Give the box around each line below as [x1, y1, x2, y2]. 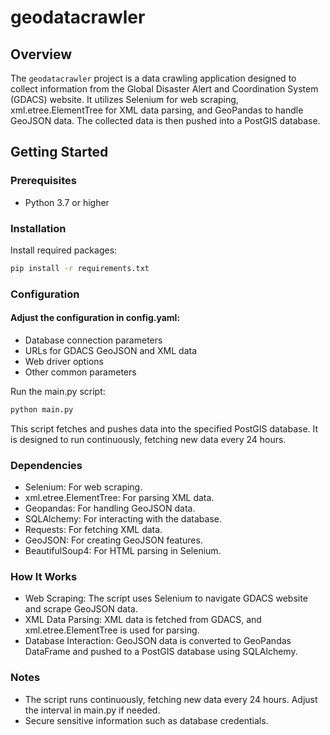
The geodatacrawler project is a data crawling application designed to [10, 72, 297, 84]
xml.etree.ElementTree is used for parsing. [24, 624, 200, 636]
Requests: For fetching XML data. [24, 524, 163, 536]
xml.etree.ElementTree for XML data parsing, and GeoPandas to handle [10, 104, 304, 116]
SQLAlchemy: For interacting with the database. [24, 513, 222, 525]
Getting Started [10, 144, 109, 161]
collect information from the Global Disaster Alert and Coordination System [10, 83, 319, 95]
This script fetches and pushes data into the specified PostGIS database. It [10, 422, 319, 435]
